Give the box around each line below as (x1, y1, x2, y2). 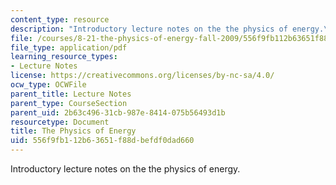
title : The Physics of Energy (10, 126, 137, 136)
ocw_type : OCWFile (10, 80, 87, 90)
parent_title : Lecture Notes (10, 89, 132, 99)
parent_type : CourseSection (10, 98, 128, 108)
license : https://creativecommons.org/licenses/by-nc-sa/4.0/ (10, 71, 275, 81)
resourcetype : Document (10, 117, 110, 127)
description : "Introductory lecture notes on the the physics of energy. (10, 24, 325, 34)
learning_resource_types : (10, 52, 118, 62)
